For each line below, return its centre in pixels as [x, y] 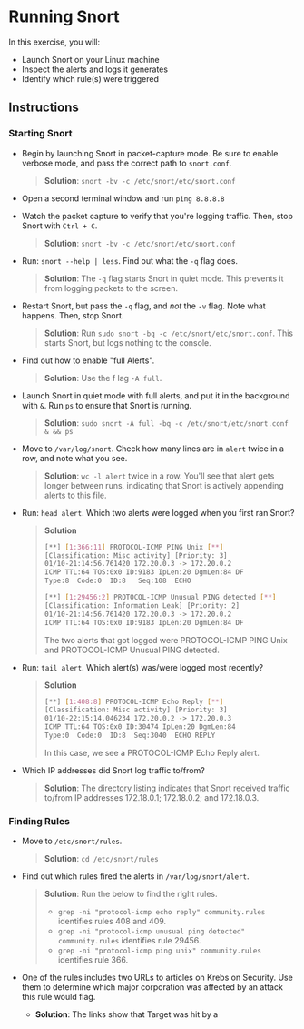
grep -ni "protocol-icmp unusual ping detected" [152, 932]
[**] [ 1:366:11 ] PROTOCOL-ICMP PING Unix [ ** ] [134, 547]
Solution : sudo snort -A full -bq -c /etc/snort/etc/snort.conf [167, 423]
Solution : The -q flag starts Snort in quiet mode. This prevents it [164, 278]
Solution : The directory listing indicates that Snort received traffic [167, 788]
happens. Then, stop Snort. [73, 315]
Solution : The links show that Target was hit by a [127, 1014]
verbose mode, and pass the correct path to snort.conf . [127, 163]
